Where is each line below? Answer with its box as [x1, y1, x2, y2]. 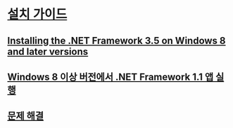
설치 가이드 [7, 6, 68, 22]
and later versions [7, 45, 89, 57]
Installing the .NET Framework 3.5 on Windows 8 [7, 34, 227, 46]
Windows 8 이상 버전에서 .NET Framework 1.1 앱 [7, 71, 213, 83]
